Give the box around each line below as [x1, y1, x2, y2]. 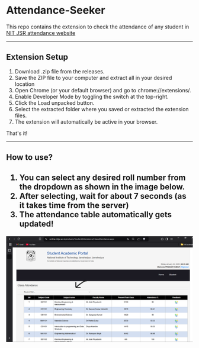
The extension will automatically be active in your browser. [14, 118, 158, 125]
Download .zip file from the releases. [14, 67, 105, 75]
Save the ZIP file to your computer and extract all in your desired [14, 74, 172, 81]
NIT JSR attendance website [6, 29, 76, 36]
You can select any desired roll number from [19, 172, 186, 182]
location [14, 80, 35, 88]
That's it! [6, 130, 28, 137]
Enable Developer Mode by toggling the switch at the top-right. [14, 93, 169, 100]
